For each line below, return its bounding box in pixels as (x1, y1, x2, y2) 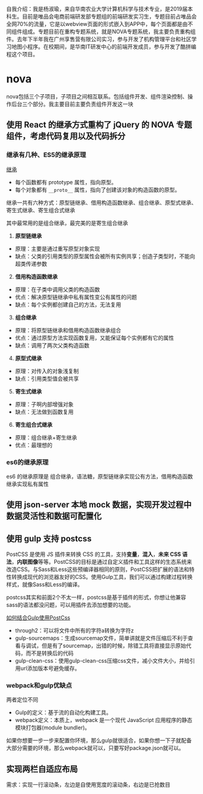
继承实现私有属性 (6, 480, 49, 488)
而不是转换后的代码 (25, 650, 74, 657)
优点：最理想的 (14, 441, 53, 448)
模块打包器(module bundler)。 (14, 724, 91, 731)
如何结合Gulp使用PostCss (6, 614, 71, 621)
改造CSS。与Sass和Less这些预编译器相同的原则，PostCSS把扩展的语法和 (6, 566, 190, 573)
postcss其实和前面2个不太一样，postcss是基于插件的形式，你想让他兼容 (6, 594, 186, 601)
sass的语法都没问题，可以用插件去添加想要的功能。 (6, 601, 135, 608)
